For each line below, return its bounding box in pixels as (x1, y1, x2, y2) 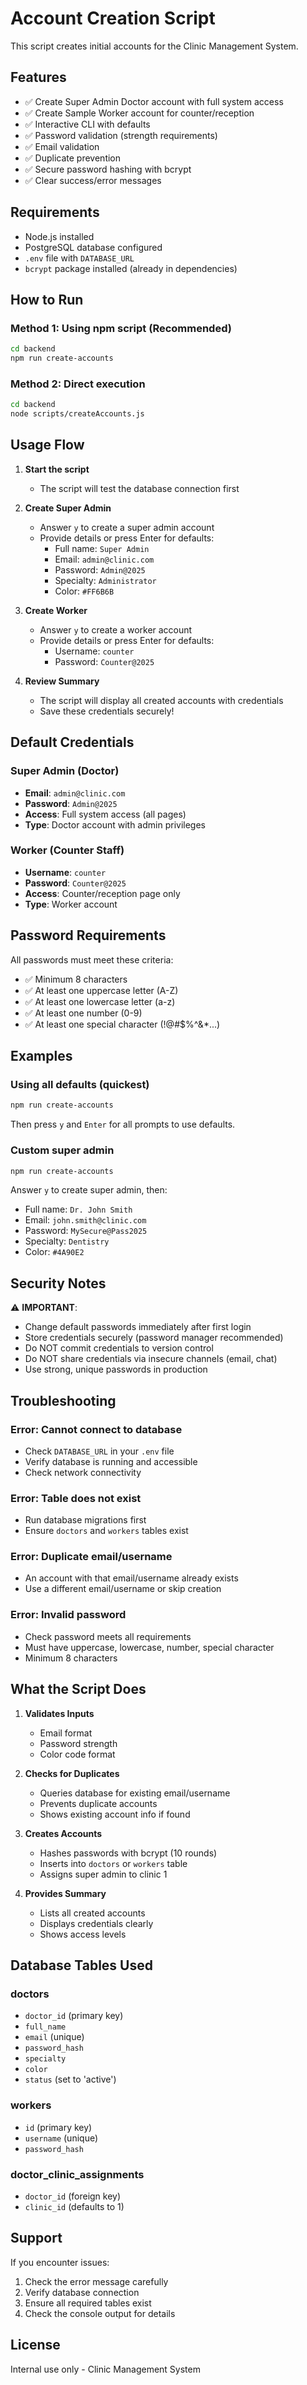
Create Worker (24, 604, 88, 616)
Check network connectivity (24, 1466, 142, 1478)
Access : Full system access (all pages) (24, 808, 187, 820)
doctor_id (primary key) (24, 2010, 124, 2022)
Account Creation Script (10, 7, 216, 30)
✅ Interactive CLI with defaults (24, 118, 151, 130)
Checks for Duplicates (24, 1767, 120, 1779)
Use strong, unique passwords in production (24, 1363, 208, 1376)
